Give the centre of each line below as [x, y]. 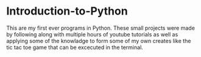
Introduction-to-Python [67, 11]
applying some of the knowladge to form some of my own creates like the [99, 41]
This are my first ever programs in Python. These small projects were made [100, 28]
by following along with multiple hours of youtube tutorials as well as [92, 34]
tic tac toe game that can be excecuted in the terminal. [75, 47]
